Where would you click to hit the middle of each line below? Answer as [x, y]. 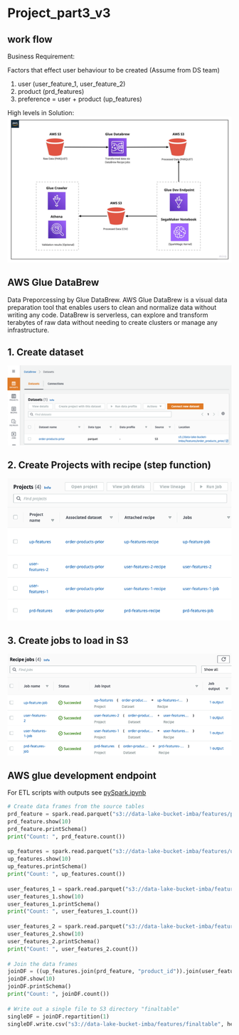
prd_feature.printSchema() [47, 829]
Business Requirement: [41, 56]
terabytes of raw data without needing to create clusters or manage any [113, 322]
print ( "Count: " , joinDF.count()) [59, 994]
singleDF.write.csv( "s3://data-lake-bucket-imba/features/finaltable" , [116, 1024]
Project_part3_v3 [59, 13]
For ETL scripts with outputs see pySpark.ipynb [77, 793]
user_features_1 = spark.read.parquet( [67, 889]
